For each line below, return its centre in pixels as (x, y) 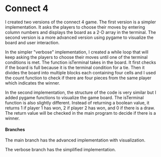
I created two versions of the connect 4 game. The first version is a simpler (80, 22)
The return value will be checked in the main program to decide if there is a (80, 113)
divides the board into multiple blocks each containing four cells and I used (80, 72)
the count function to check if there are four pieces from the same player (78, 78)
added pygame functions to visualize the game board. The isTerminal (74, 97)
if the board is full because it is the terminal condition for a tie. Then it (75, 67)
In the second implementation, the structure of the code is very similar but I (81, 92)
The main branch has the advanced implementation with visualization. (75, 140)
